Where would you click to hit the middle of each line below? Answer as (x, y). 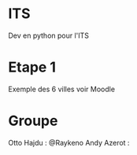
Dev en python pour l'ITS (48, 35)
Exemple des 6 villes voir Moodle (62, 89)
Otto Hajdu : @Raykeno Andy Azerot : (69, 142)
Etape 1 (32, 67)
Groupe (33, 121)
